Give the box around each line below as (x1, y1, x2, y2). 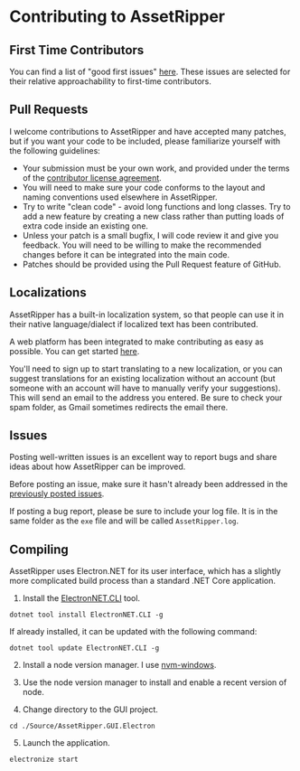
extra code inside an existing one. (22, 220, 149, 231)
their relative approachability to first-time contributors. (9, 76, 212, 87)
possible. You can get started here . (9, 345, 140, 356)
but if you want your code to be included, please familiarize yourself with (9, 136, 281, 146)
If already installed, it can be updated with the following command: (9, 626, 258, 637)
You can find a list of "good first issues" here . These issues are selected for (9, 66, 291, 77)
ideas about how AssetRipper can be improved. (9, 461, 186, 472)
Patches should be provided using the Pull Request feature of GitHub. (22, 259, 282, 269)
